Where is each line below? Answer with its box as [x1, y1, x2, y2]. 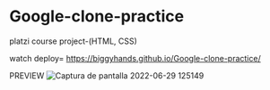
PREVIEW [9, 70, 45, 81]
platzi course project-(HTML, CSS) [9, 36, 137, 46]
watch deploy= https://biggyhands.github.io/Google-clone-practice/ [9, 53, 262, 63]
